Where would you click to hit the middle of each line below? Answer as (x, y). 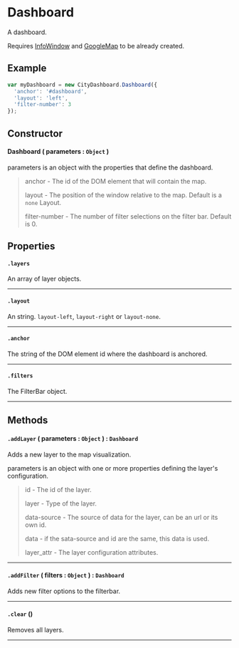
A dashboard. (27, 32)
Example (27, 68)
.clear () (20, 614)
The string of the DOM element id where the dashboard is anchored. (107, 354)
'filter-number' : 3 (43, 105)
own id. (36, 525)
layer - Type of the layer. (61, 503)
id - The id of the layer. (58, 489)
